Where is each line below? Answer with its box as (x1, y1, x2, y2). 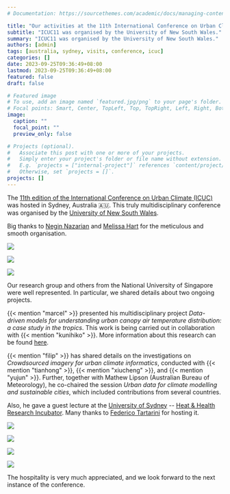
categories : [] (7, 54, 51, 62)
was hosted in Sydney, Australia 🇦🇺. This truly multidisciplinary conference (7, 200, 221, 209)
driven (7, 316, 25, 325)
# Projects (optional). (7, 143, 75, 150)
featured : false (7, 73, 53, 80)
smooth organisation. (7, 229, 67, 237)
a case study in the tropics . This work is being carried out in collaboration (7, 323, 215, 331)
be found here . (7, 338, 49, 346)
